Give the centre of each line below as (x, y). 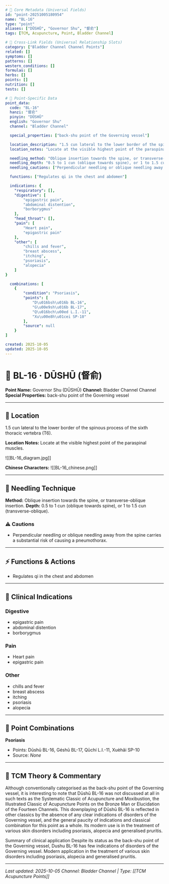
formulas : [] (19, 70)
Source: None (27, 755)
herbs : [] (16, 75)
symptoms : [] (19, 56)
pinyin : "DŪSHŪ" (27, 117)
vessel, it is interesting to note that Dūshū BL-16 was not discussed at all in (82, 793)
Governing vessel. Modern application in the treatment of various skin (77, 851)
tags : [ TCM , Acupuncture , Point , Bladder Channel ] (59, 33)
